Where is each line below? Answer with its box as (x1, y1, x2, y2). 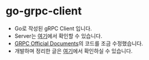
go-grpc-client (5, 4, 82, 18)
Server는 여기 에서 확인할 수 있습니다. (14, 32, 102, 40)
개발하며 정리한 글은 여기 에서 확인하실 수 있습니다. (14, 47, 133, 55)
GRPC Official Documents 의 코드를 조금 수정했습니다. (14, 40, 144, 47)
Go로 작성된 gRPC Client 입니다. (14, 25, 92, 32)
